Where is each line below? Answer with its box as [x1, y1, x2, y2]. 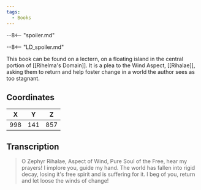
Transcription [6, 141, 59, 152]
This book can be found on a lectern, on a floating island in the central [6, 55, 184, 62]
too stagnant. [6, 75, 40, 82]
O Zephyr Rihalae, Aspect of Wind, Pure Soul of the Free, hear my [21, 158, 188, 165]
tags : [6, 9, 20, 15]
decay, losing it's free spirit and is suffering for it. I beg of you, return [21, 170, 195, 178]
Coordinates [6, 92, 55, 103]
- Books [12, 15, 32, 21]
